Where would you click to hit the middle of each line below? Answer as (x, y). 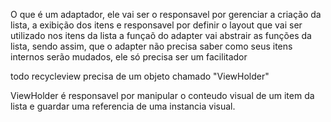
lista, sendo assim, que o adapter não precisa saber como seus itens (151, 46)
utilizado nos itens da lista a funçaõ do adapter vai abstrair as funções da (161, 35)
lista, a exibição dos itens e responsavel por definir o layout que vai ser (156, 25)
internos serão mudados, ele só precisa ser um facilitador (129, 57)
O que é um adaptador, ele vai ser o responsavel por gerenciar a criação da (166, 14)
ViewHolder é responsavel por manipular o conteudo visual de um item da (162, 95)
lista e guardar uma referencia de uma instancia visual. (123, 106)
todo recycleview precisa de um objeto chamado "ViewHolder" (140, 76)
